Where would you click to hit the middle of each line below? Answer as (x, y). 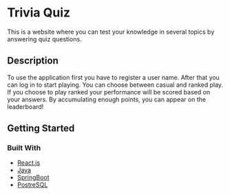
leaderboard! (25, 106)
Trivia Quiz (39, 13)
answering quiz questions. (44, 39)
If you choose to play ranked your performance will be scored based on (109, 92)
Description (33, 61)
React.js (29, 163)
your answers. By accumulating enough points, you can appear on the (107, 99)
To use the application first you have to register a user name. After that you (114, 77)
